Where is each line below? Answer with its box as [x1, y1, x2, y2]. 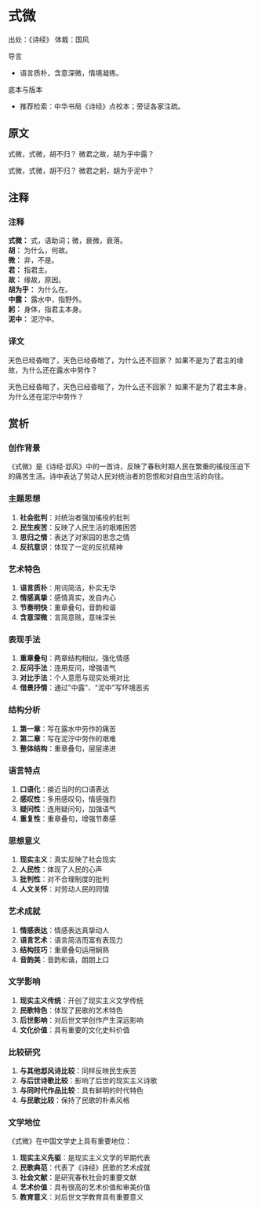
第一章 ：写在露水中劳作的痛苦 [19, 724, 116, 733]
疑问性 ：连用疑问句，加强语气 [19, 803, 116, 814]
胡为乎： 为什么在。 [8, 285, 72, 295]
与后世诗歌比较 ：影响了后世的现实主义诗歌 [19, 1076, 158, 1086]
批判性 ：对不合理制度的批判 [19, 874, 110, 884]
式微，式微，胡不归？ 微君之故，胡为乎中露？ [8, 149, 154, 158]
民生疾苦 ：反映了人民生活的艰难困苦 [19, 522, 137, 531]
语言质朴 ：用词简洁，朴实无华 [19, 583, 116, 593]
